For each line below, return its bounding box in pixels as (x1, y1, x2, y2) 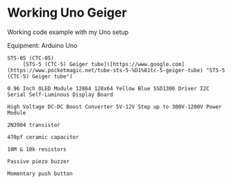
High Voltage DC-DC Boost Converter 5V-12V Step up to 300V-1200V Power (7, 103, 222, 110)
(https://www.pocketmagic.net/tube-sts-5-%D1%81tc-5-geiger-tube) (7, 67, 204, 74)
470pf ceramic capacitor (7, 133, 79, 140)
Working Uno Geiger (7, 5, 127, 21)
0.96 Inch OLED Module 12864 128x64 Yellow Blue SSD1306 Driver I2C (7, 85, 210, 92)
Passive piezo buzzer (7, 158, 70, 165)
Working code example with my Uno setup (7, 28, 129, 36)
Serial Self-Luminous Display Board (7, 91, 113, 98)
